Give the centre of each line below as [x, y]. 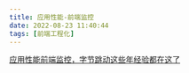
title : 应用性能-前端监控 [52, 17]
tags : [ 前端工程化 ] [42, 33]
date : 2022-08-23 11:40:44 [59, 26]
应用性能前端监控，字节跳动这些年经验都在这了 [94, 60]
